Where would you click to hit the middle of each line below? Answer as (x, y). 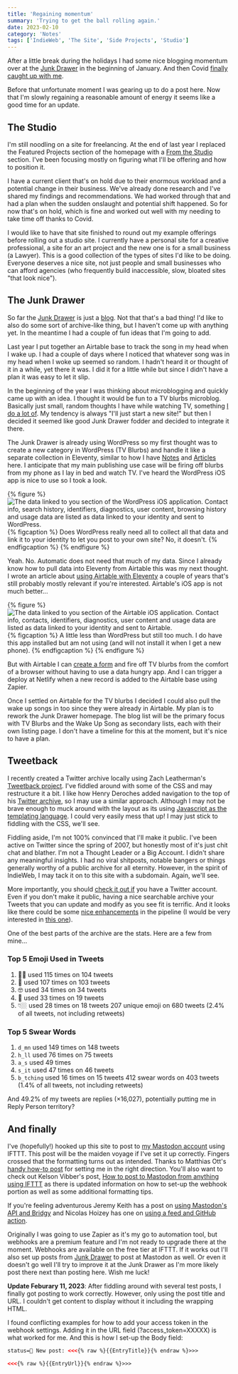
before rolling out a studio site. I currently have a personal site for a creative (118, 240)
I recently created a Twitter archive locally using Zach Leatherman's (107, 778)
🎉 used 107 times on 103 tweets (64, 982)
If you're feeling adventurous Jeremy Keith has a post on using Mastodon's (117, 1205)
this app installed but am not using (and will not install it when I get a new (114, 643)
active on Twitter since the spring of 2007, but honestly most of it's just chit (118, 844)
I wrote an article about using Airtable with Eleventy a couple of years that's (118, 576)
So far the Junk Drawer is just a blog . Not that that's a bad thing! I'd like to (115, 317)
